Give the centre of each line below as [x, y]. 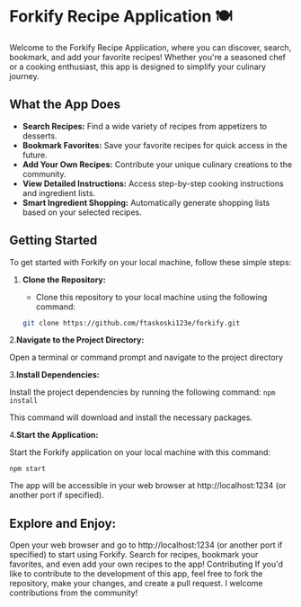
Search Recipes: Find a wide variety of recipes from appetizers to [145, 126]
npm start [28, 469]
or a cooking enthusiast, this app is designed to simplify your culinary [138, 67]
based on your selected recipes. [82, 212]
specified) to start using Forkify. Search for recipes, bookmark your [134, 555]
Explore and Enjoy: [63, 523]
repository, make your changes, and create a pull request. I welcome [136, 584]
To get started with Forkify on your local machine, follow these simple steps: [150, 262]
